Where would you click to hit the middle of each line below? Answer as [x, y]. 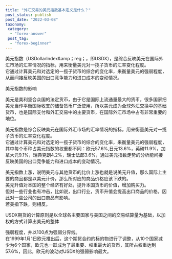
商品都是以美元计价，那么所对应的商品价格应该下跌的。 [72, 178]
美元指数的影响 [21, 88]
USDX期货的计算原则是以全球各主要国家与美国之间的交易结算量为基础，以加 [85, 215]
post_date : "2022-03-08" [32, 19]
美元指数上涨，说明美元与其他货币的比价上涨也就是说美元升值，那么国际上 [84, 172]
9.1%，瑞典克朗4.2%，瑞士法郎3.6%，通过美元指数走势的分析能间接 [91, 155]
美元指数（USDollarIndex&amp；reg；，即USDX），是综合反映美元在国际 [82, 58]
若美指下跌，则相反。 [28, 204]
